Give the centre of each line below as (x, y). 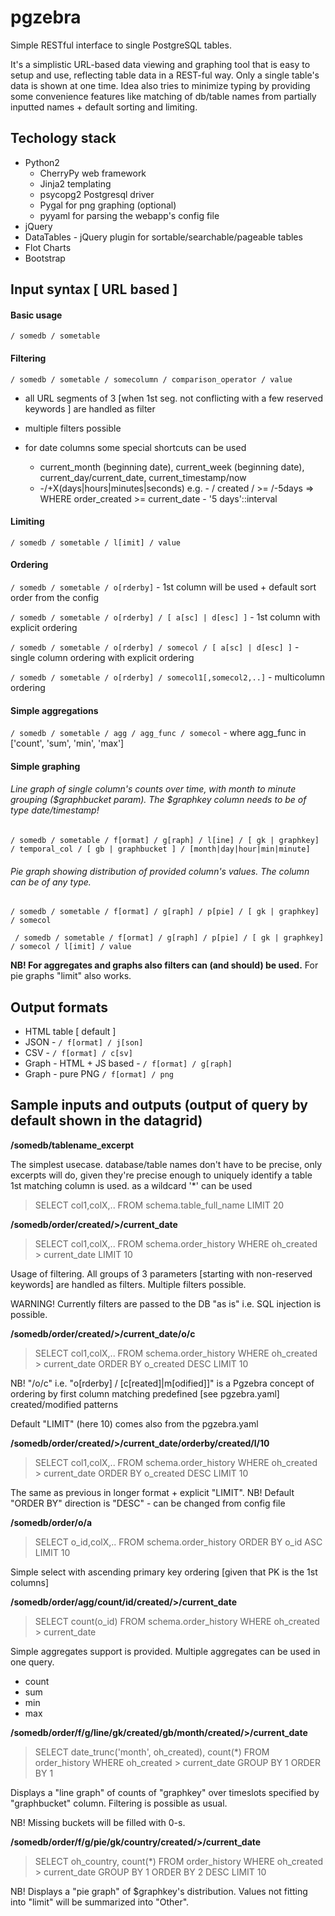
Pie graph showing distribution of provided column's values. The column (160, 871)
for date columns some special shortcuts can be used (135, 447)
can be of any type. (51, 882)
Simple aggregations (54, 710)
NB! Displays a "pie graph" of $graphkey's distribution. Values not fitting (159, 1891)
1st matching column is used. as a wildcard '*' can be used (131, 1185)
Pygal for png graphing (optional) (108, 205)
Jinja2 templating (75, 183)
